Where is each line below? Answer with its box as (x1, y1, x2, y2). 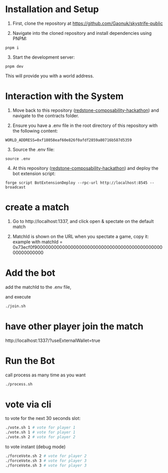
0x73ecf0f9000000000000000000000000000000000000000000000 (12, 244, 163, 250)
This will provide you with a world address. (5, 72, 94, 79)
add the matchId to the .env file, (5, 284, 72, 290)
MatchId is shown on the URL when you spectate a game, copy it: (12, 233, 149, 239)
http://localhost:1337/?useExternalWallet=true (5, 337, 100, 343)
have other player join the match (5, 320, 144, 332)
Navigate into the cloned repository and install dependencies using (12, 30, 152, 36)
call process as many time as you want (5, 372, 86, 378)
